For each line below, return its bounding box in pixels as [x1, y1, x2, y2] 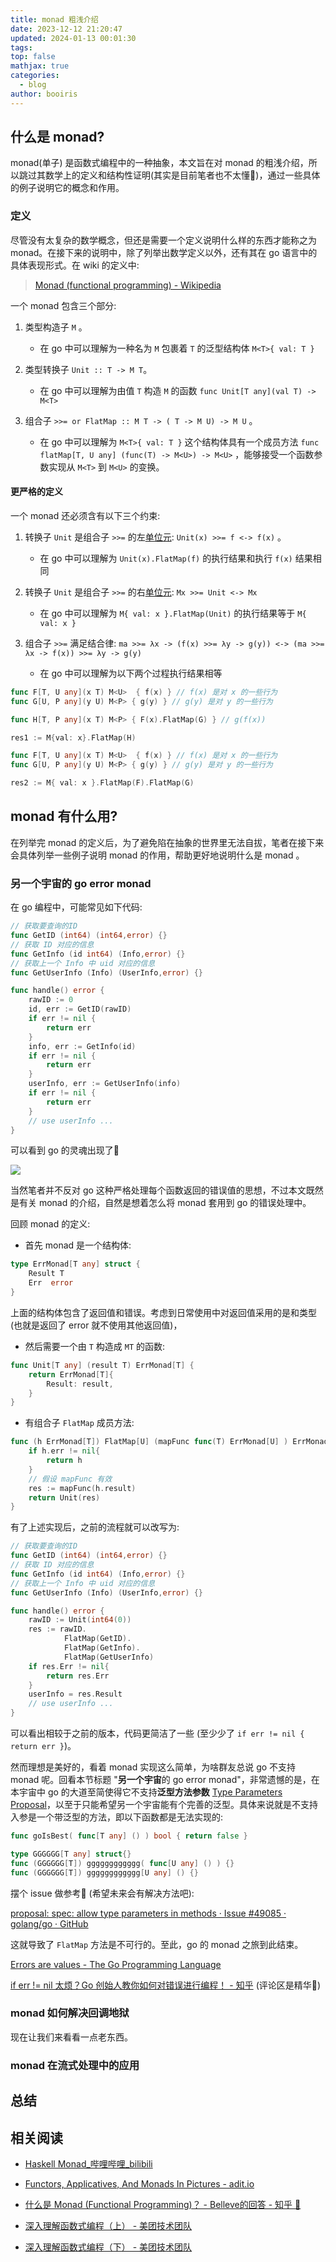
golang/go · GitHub [10, 1917, 89, 1930]
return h [46, 1456, 83, 1466]
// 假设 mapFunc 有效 [28, 1474, 113, 1484]
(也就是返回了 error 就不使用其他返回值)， [10, 1319, 183, 1331]
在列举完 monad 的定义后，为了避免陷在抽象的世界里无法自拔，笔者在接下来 [10, 836, 325, 848]
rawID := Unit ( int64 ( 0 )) [28, 1615, 132, 1625]
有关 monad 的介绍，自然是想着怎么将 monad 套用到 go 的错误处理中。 [18, 1197, 312, 1209]
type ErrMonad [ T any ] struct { [10, 1259, 141, 1270]
